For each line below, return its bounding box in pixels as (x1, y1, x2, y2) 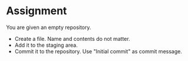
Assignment (6, 4, 67, 18)
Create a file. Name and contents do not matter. (14, 35, 131, 42)
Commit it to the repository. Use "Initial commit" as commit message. (14, 47, 183, 54)
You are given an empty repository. (6, 24, 91, 31)
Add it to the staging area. (14, 41, 78, 49)
